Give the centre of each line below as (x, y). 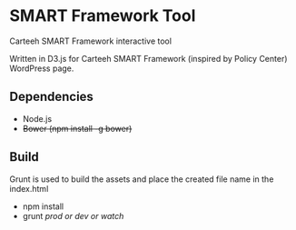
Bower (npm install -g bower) (77, 128)
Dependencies (51, 97)
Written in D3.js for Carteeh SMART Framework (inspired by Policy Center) (148, 58)
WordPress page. (42, 68)
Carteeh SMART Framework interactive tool (91, 41)
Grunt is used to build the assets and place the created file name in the (142, 179)
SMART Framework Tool (103, 16)
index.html (29, 188)
